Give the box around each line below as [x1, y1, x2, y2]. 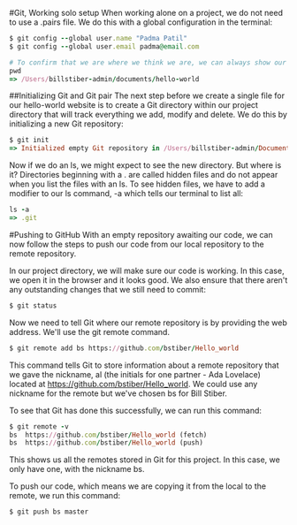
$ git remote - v [9, 422, 69, 431]
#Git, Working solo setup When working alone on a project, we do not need [9, 8, 284, 18]
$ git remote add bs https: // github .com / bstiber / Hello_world [9, 344, 240, 353]
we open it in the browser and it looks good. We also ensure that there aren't [9, 274, 288, 285]
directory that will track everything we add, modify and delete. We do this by [9, 110, 287, 120]
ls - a [9, 205, 29, 215]
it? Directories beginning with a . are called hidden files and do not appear [9, 170, 278, 180]
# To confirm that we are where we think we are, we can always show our [9, 57, 287, 67]
